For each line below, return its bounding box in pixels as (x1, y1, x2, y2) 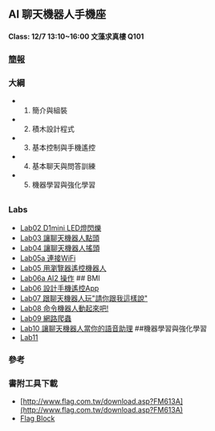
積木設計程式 (31, 124, 75, 134)
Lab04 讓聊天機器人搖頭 (19, 243, 100, 252)
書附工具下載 (8, 377, 59, 388)
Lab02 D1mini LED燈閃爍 (19, 223, 102, 232)
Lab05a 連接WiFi (19, 252, 76, 263)
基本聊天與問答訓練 (31, 162, 96, 171)
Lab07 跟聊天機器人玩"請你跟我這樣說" (19, 293, 148, 303)
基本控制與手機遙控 (31, 143, 96, 153)
